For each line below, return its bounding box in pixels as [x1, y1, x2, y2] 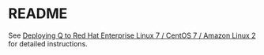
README [8, 5, 68, 23]
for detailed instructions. [8, 38, 89, 48]
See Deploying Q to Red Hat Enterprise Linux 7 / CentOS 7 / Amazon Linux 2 [8, 31, 256, 40]
